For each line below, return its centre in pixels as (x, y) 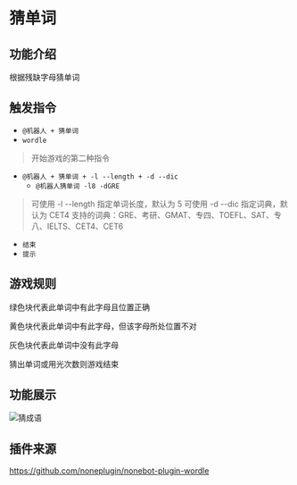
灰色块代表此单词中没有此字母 (64, 345)
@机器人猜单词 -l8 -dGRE (78, 186)
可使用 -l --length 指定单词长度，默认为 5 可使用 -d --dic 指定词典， (156, 204)
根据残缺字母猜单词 (45, 77)
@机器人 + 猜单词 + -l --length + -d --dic (100, 176)
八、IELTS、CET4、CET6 (77, 226)
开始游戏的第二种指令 (70, 158)
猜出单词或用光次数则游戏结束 (64, 364)
